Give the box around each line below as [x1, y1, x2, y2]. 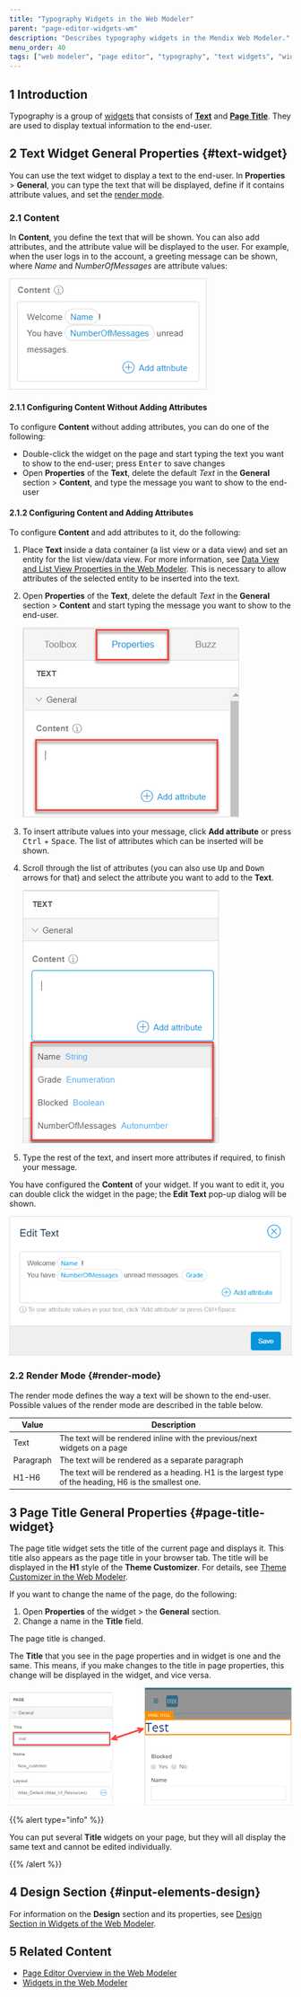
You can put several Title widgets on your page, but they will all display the [9, 1832, 287, 1843]
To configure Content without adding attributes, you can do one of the [9, 422, 270, 433]
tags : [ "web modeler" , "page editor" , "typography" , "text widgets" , [9, 52, 275, 62]
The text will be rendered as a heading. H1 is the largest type [59, 1467, 284, 1477]
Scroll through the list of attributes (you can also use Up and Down [21, 863, 265, 874]
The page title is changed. [9, 1633, 106, 1644]
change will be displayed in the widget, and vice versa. [9, 1670, 212, 1681]
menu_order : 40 [9, 43, 66, 52]
